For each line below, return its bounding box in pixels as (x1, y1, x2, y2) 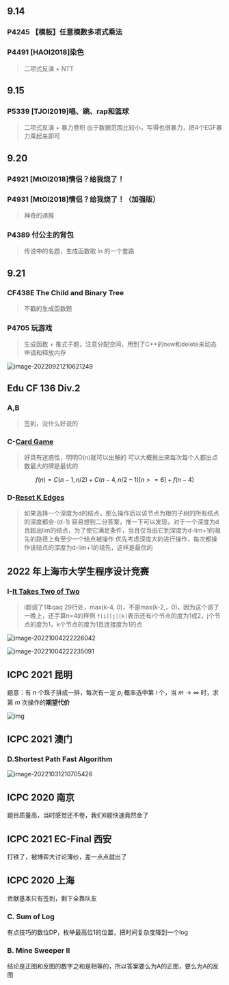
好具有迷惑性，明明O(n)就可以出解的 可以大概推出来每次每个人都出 (23, 453, 212, 462)
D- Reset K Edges (7, 493, 65, 502)
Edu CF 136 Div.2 (7, 382, 81, 394)
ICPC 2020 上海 (7, 874, 75, 886)
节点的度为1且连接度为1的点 (66, 621, 143, 629)
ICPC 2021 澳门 (7, 734, 73, 745)
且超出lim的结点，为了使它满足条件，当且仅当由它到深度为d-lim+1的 (23, 526, 215, 535)
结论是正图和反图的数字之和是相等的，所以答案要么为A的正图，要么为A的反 (7, 962, 219, 971)
